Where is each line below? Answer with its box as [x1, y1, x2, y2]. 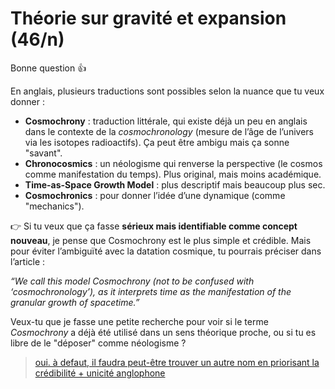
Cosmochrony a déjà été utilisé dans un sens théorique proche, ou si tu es [10, 326, 317, 338]
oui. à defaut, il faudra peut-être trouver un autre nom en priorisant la [34, 356, 320, 368]
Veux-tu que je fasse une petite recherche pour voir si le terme [10, 315, 269, 327]
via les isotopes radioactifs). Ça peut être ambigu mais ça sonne [24, 136, 290, 148]
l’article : [10, 255, 46, 267]
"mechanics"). [24, 200, 85, 212]
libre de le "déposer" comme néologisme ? [10, 337, 187, 349]
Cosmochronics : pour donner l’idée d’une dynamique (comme [24, 189, 286, 201]
